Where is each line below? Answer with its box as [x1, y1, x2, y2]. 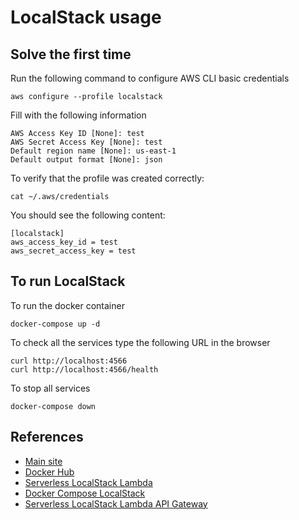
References [10, 429, 84, 446]
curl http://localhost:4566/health [10, 364, 159, 375]
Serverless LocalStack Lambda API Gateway [24, 497, 208, 510]
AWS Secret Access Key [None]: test [10, 137, 163, 147]
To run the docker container [10, 299, 125, 311]
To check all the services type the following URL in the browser [10, 336, 271, 348]
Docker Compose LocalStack [24, 487, 146, 499]
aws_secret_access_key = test [10, 246, 137, 256]
